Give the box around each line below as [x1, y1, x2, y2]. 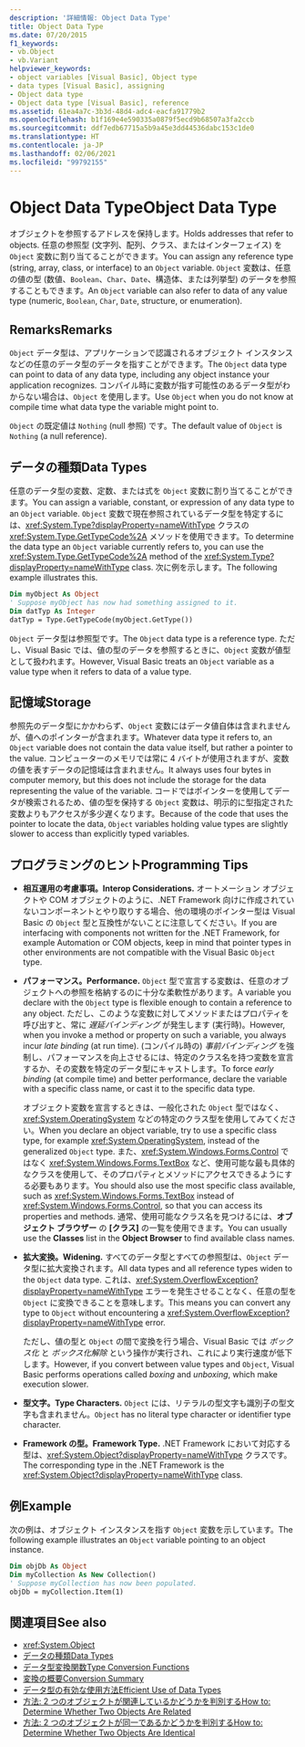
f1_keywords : [9, 38, 59, 48]
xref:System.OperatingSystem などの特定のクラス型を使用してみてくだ [22, 1114, 289, 1125]
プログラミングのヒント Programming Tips [9, 857, 249, 873]
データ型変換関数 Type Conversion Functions [22, 1662, 189, 1673]
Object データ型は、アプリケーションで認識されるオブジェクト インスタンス [9, 348, 293, 359]
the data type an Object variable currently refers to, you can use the [9, 541, 264, 552]
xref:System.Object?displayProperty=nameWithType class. [22, 1470, 243, 1480]
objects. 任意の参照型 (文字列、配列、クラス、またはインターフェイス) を [9, 239, 282, 251]
